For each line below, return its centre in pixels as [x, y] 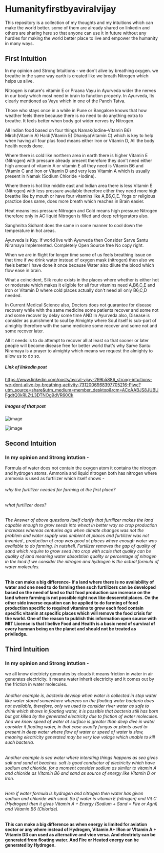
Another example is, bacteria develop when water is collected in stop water [81, 695]
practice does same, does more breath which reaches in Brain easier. [75, 201]
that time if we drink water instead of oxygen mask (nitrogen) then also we [80, 260]
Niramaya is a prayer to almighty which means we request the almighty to [79, 350]
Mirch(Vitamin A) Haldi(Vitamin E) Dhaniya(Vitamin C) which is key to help [79, 135]
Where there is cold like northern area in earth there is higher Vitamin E [76, 155]
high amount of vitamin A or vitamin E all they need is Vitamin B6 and [74, 165]
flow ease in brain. [24, 270]
